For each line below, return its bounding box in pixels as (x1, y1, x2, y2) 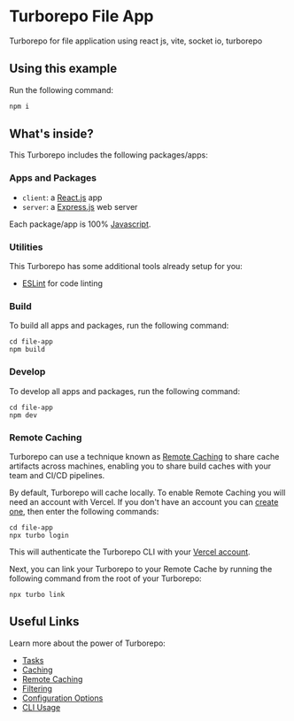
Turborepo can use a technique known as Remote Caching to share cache (9, 451, 280, 461)
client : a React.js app (21, 192, 103, 203)
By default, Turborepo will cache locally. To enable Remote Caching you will (9, 487, 286, 498)
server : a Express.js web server (21, 201, 138, 212)
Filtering (21, 683, 53, 694)
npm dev (9, 410, 38, 420)
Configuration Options (21, 693, 104, 703)
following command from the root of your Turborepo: (9, 573, 202, 584)
